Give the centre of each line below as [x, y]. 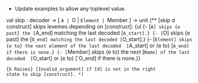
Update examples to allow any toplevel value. [70, 9]
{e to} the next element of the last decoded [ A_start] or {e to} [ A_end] [98, 45]
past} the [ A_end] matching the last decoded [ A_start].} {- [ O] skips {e [98, 33]
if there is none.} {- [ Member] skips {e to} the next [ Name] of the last [98, 52]
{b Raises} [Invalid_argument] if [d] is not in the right [81, 69]
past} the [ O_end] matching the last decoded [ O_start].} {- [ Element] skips [99, 39]
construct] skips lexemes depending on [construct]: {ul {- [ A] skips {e [93, 27]
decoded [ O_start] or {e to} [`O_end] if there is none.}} [73, 58]
